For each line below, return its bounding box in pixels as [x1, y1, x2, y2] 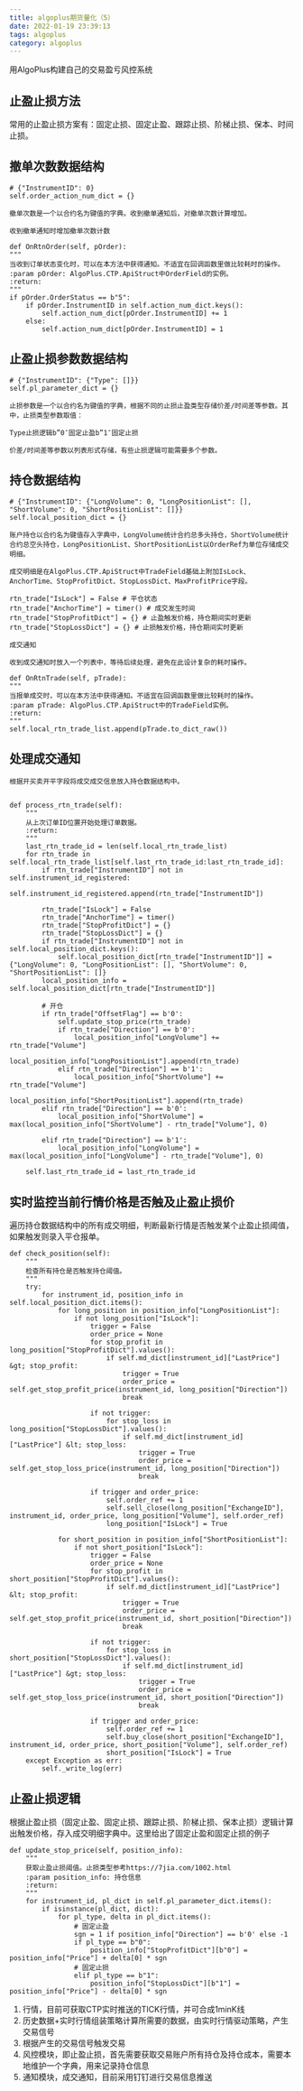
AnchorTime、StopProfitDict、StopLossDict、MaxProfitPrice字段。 [9, 577, 252, 586]
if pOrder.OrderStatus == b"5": [9, 292, 131, 302]
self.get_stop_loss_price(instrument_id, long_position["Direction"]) [9, 1464, 280, 1474]
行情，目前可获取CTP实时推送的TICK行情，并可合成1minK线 [22, 2003, 245, 2014]
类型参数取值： [35, 411, 84, 420]
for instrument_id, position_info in [41, 1291, 183, 1300]
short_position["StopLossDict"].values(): [9, 1653, 171, 1663]
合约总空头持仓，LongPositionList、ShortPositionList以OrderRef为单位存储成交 [9, 540, 289, 549]
